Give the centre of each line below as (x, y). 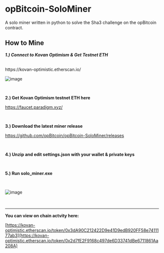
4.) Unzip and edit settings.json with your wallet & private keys (70, 154)
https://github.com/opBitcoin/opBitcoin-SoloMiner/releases (65, 136)
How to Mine (25, 43)
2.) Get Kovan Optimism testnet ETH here (48, 97)
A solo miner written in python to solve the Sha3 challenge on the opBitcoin (81, 22)
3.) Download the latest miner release (44, 126)
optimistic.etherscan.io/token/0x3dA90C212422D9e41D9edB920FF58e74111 (82, 230)
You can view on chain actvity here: (42, 215)
